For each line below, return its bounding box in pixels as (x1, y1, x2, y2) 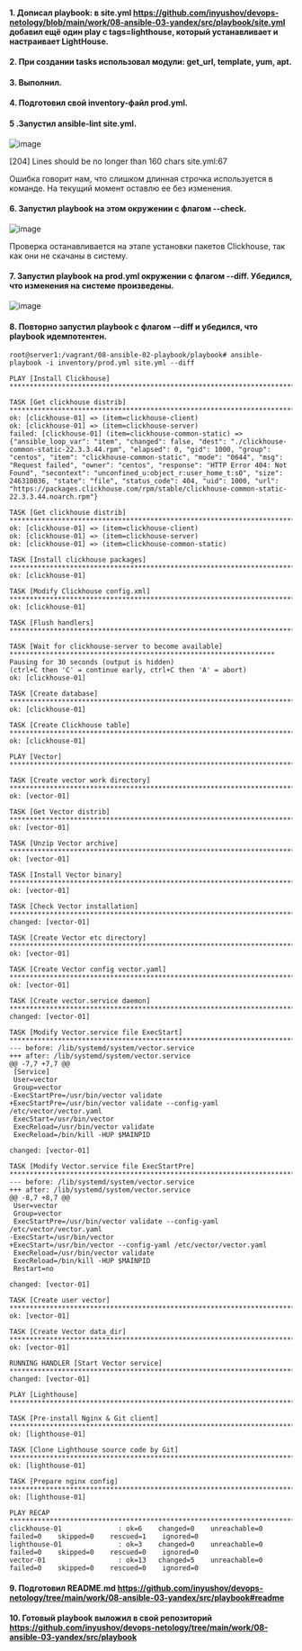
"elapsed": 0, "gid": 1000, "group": (129, 446, 271, 455)
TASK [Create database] (9, 690, 99, 699)
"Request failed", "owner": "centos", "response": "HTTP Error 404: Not (9, 461, 288, 470)
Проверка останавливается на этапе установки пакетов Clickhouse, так (9, 240, 286, 251)
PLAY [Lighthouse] (9, 1391, 78, 1400)
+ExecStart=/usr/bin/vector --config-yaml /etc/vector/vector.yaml (9, 1241, 268, 1250)
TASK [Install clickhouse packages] (9, 555, 147, 564)
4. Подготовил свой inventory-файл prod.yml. (9, 97, 189, 108)
